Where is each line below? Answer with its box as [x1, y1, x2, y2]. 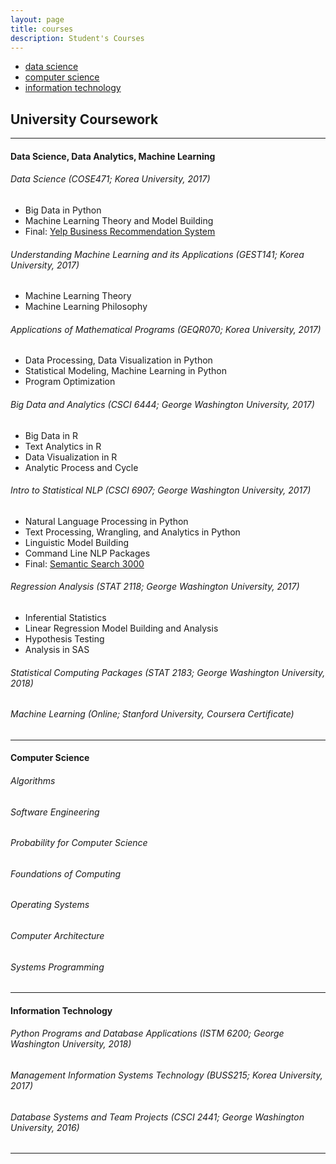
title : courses [10, 24, 74, 34]
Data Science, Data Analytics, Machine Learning [10, 150, 216, 162]
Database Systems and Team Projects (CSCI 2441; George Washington [10, 1111, 305, 1123]
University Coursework [10, 111, 159, 128]
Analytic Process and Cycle [24, 461, 139, 473]
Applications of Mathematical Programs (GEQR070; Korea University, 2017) [10, 323, 322, 335]
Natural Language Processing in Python [24, 515, 189, 527]
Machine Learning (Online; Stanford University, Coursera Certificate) [10, 708, 295, 720]
